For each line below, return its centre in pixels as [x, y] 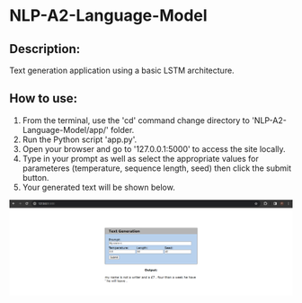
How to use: [44, 98]
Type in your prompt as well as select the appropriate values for [140, 158]
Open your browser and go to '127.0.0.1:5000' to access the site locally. [154, 148]
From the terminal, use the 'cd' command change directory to [136, 120]
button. [36, 177]
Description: [45, 49]
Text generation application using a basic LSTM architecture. [122, 70]
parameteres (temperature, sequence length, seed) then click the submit [157, 168]
